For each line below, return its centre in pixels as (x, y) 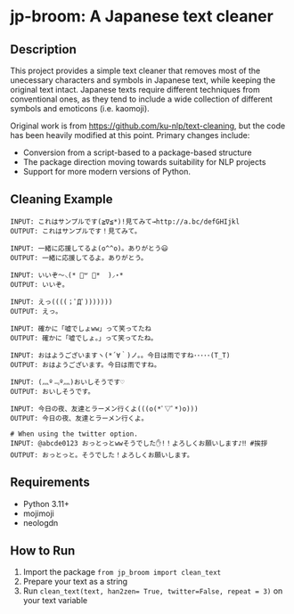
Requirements (50, 483)
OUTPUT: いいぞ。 (40, 284)
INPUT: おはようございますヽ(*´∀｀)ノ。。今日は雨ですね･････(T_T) (120, 355)
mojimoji (38, 513)
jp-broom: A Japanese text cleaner (142, 16)
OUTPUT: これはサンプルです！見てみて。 (76, 231)
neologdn (41, 522)
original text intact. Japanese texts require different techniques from (135, 90)
